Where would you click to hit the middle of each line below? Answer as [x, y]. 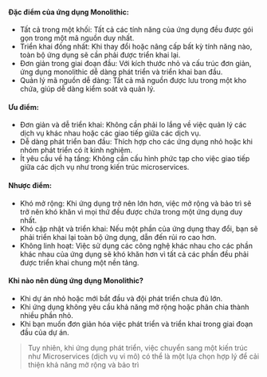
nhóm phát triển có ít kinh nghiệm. [76, 150]
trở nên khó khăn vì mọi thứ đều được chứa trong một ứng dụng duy [131, 211]
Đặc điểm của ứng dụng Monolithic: [69, 12]
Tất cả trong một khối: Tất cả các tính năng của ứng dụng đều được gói [136, 29]
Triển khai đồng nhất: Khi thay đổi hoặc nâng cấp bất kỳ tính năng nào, [136, 47]
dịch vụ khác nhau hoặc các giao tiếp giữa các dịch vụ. [110, 133]
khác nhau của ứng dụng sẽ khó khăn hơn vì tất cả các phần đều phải [134, 254]
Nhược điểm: [30, 185]
